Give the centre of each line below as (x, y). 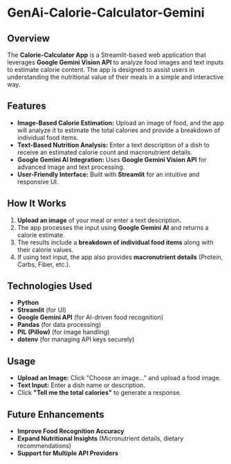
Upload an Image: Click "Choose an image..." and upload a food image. (119, 378)
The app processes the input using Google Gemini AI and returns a (113, 227)
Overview (29, 38)
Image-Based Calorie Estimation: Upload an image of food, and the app (120, 123)
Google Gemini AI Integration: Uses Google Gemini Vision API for (112, 159)
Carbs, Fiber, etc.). (44, 264)
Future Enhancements (56, 414)
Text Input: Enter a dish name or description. (81, 385)
